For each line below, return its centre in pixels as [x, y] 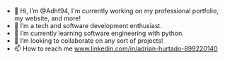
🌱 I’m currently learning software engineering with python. [99, 33]
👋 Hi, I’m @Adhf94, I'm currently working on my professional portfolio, [116, 11]
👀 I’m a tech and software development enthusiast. [88, 26]
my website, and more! [47, 18]
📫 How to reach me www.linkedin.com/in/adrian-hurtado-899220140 [116, 48]
